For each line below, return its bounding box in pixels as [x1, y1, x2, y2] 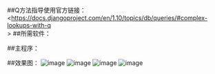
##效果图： [7, 59, 39, 67]
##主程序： [7, 44, 39, 52]
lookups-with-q [7, 21, 52, 29]
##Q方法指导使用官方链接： [7, 6, 86, 14]
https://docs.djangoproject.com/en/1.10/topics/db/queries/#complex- [11, 14, 208, 22]
